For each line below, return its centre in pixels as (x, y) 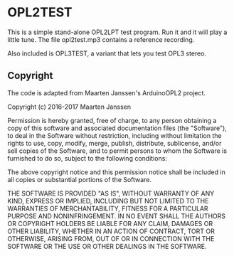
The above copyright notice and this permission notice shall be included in (116, 172)
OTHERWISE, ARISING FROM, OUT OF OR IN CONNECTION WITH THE (111, 238)
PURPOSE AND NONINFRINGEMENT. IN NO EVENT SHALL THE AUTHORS (117, 216)
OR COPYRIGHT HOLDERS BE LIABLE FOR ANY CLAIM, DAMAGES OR (110, 223)
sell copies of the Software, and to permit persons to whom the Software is (117, 151)
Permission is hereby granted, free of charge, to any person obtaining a (112, 120)
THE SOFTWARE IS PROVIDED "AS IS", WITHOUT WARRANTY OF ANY (111, 193)
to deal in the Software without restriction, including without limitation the (115, 135)
